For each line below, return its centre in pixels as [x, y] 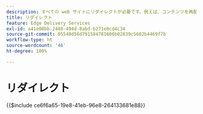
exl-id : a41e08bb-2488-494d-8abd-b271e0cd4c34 [66, 29]
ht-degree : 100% [27, 51]
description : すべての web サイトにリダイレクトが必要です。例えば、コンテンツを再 [100, 12]
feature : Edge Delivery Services [48, 23]
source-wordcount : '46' [36, 46]
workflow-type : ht [29, 40]
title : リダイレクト [29, 17]
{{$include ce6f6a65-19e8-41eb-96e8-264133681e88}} [76, 105]
